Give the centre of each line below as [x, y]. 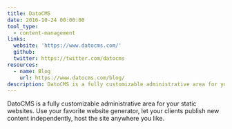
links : [17, 39]
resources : [23, 65]
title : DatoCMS [29, 13]
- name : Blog [32, 71]
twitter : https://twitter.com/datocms [69, 59]
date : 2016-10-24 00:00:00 [46, 20]
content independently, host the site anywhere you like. [86, 119]
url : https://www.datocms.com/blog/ [72, 78]
